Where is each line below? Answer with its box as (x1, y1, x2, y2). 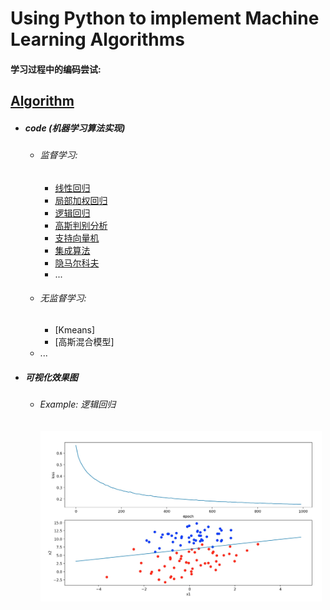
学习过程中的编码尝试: (10, 63, 102, 75)
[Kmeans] (54, 323, 96, 336)
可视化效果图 (24, 371, 78, 383)
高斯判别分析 (54, 219, 108, 231)
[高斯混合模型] (54, 335, 115, 347)
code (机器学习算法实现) (24, 122, 126, 134)
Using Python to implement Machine (10, 7, 320, 30)
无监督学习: (39, 292, 87, 304)
